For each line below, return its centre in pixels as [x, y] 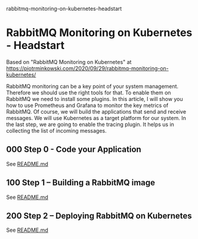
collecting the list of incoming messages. [57, 130]
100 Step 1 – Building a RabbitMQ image [81, 183]
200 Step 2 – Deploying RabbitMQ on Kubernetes [99, 215]
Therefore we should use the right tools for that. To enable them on [89, 93]
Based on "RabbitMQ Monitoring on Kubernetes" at [69, 62]
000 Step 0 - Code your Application [74, 150]
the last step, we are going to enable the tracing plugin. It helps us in [90, 124]
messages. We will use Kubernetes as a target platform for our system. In [96, 118]
